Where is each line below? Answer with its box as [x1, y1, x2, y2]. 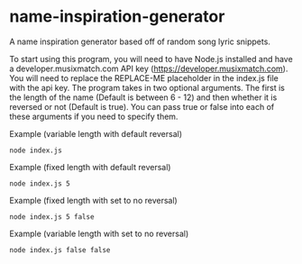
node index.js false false [9, 245, 111, 254]
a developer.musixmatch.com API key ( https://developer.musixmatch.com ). [9, 63, 288, 74]
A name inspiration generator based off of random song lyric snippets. [9, 36, 270, 47]
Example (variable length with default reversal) [9, 128, 183, 139]
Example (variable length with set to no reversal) [9, 228, 189, 239]
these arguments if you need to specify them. [9, 111, 178, 122]
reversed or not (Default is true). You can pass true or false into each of [9, 101, 275, 112]
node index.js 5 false [9, 212, 95, 222]
